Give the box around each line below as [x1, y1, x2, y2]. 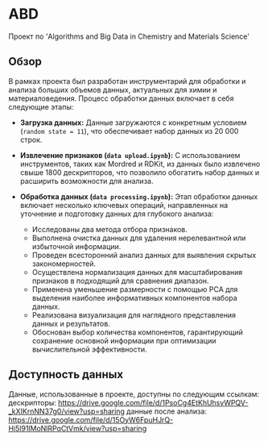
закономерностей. [31, 259, 97, 268]
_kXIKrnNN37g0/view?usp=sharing [8, 406, 125, 416]
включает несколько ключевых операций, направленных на [19, 200, 229, 210]
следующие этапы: [8, 102, 74, 111]
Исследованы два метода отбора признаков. [31, 224, 188, 234]
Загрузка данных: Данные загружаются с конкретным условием [19, 118, 247, 127]
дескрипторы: [8, 397, 56, 407]
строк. [19, 135, 43, 144]
